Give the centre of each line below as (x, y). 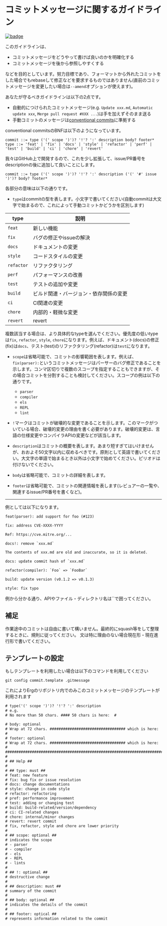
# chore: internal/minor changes (40, 817)
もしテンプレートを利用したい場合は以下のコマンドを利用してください (77, 671)
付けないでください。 (34, 464)
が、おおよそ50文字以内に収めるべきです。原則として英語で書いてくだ (84, 452)
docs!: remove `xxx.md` (30, 543)
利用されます (18, 697)
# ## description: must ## (33, 886)
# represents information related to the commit (56, 919)
